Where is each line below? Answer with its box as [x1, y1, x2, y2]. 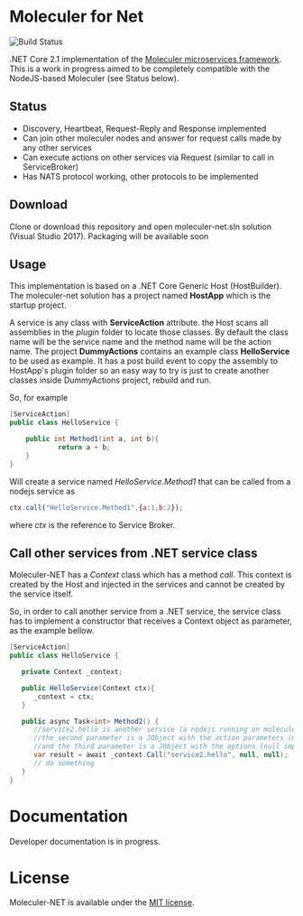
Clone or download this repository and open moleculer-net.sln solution [9, 221, 272, 232]
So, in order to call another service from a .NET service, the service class [9, 606, 281, 617]
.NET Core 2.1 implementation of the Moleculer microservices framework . [9, 53, 282, 64]
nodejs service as [9, 486, 75, 496]
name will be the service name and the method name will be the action [9, 337, 272, 347]
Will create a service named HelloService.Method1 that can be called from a [9, 476, 291, 486]
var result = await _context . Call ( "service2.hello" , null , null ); [32, 751, 289, 760]
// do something [32, 758, 95, 768]
